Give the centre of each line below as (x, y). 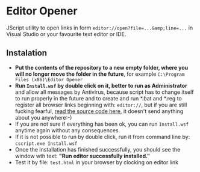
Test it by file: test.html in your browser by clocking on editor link (97, 162)
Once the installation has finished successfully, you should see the (98, 149)
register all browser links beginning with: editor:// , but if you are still (101, 105)
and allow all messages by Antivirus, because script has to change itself (104, 92)
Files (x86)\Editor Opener (49, 79)
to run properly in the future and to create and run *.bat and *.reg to (98, 98)
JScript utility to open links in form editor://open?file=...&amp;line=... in (100, 28)
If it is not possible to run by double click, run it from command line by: (102, 137)
